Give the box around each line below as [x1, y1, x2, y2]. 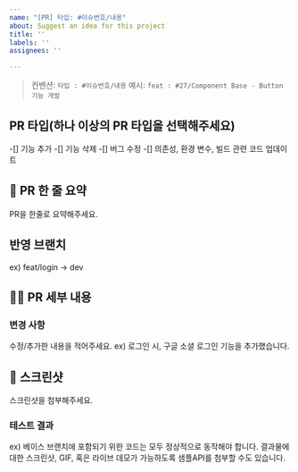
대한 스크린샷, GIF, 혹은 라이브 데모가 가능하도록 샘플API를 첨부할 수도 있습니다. [9, 452, 286, 463]
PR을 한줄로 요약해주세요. [9, 208, 98, 219]
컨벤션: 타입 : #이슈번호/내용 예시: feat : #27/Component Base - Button [30, 80, 284, 90]
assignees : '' [9, 46, 62, 55]
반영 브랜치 [9, 238, 67, 253]
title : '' [9, 29, 46, 38]
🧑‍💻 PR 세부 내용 [9, 290, 92, 305]
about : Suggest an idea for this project [9, 21, 166, 30]
